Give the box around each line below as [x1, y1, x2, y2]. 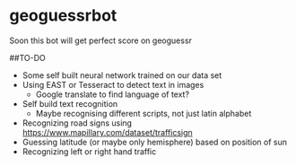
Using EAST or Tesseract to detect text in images [22, 79, 205, 90]
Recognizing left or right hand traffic [22, 145, 157, 157]
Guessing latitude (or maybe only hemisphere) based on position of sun [22, 136, 288, 147]
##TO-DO [9, 52, 47, 63]
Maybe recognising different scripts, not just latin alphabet [35, 108, 252, 118]
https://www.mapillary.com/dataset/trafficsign [22, 127, 193, 137]
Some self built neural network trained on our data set [22, 69, 222, 81]
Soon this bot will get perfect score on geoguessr [9, 35, 193, 46]
